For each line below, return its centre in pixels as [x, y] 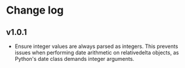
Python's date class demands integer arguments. [74, 59]
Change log [35, 10]
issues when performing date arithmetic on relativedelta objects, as [97, 53]
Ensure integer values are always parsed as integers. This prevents [96, 46]
